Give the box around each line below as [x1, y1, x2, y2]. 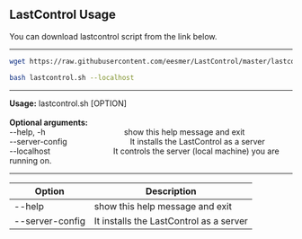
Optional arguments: [9, 117, 88, 128]
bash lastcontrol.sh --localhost [9, 73, 135, 82]
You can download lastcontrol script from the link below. [9, 31, 218, 41]
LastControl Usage [9, 7, 117, 22]
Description [145, 184, 197, 197]
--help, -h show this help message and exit [9, 126, 245, 137]
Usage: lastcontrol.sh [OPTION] [9, 98, 128, 109]
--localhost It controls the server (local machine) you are [9, 146, 280, 156]
